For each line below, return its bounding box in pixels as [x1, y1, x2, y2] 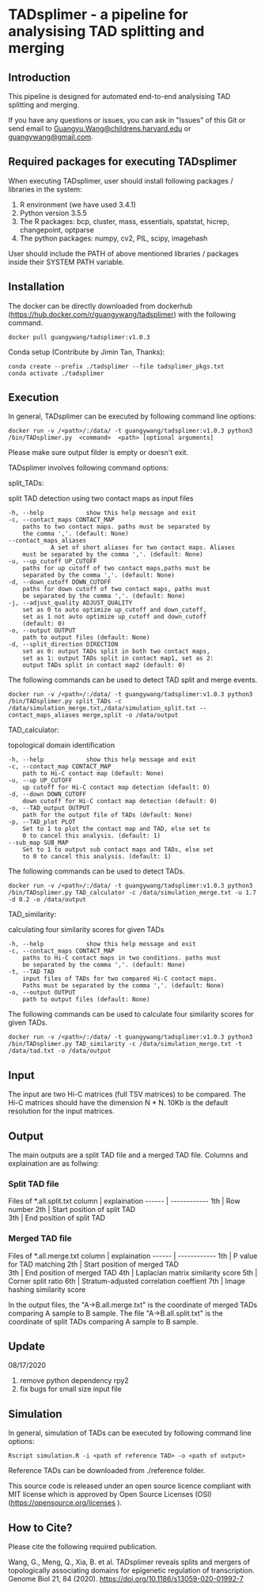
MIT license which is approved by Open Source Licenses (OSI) [8, 1490, 212, 1499]
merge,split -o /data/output [82, 711, 179, 719]
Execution [8, 391, 59, 404]
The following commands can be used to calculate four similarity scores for [8, 1010, 255, 1019]
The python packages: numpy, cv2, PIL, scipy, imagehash [19, 233, 208, 243]
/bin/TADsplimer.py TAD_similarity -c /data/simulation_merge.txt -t [8, 1040, 243, 1048]
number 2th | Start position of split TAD [8, 1205, 136, 1214]
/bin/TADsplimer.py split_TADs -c [8, 698, 123, 706]
